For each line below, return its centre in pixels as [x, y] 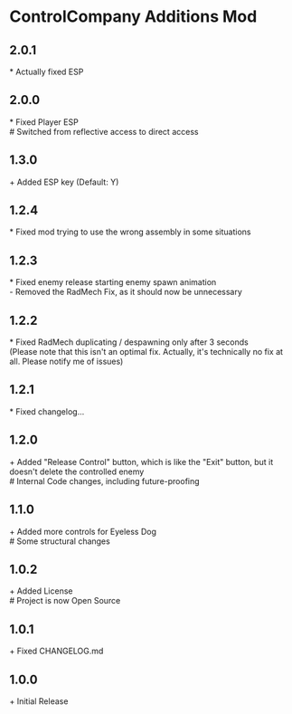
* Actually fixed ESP [47, 71]
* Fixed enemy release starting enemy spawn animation [113, 282]
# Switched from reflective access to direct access [104, 131]
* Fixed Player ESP [44, 122]
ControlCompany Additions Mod [133, 17]
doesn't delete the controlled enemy [77, 471]
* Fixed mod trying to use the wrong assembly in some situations [130, 232]
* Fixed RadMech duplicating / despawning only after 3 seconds [129, 342]
